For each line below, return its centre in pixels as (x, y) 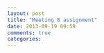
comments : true (29, 33)
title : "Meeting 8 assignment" (52, 20)
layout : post (26, 13)
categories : (24, 39)
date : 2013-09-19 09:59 (42, 26)
